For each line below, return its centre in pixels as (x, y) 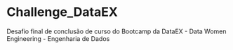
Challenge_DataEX (62, 12)
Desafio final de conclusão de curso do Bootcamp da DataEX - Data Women (116, 31)
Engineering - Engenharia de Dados (58, 38)
